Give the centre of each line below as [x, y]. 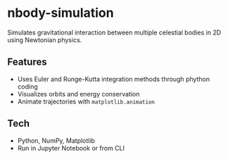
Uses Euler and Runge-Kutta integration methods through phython [113, 79]
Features [27, 62]
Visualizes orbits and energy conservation [78, 94]
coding [28, 87]
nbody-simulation [61, 13]
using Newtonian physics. [45, 39]
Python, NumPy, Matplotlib [56, 140]
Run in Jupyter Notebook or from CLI [71, 148]
